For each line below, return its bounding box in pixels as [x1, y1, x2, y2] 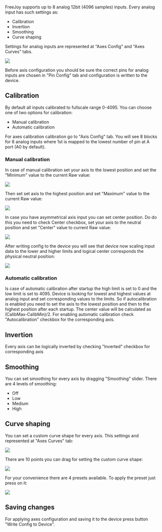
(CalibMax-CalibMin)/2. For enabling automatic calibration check [5, 312, 134, 317]
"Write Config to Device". [5, 521, 55, 527]
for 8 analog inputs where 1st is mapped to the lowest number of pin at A [5, 138, 150, 145]
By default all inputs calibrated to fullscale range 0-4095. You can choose [5, 104, 152, 110]
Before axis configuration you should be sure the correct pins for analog [5, 67, 149, 73]
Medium [12, 400, 29, 407]
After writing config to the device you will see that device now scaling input [5, 243, 155, 249]
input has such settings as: [5, 9, 59, 15]
